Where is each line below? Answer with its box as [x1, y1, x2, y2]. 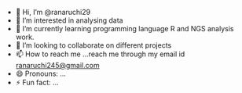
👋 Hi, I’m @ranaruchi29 [15, 8, 91, 16]
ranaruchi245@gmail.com [15, 61, 100, 70]
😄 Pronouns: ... [15, 69, 67, 78]
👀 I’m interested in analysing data [15, 16, 123, 25]
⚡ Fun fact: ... [15, 78, 59, 87]
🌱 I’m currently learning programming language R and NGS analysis [15, 24, 234, 33]
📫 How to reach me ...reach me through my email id [15, 49, 185, 59]
